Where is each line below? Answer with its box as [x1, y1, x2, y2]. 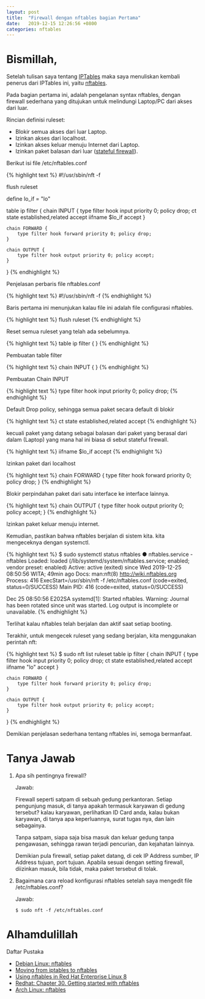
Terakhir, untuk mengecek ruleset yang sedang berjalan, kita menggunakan [6, 632, 197, 639]
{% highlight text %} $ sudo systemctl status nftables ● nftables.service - [6, 550, 193, 558]
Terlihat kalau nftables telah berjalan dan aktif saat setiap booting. [6, 620, 173, 628]
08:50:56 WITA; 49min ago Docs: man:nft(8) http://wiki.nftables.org [6, 570, 177, 577]
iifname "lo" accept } [6, 663, 59, 671]
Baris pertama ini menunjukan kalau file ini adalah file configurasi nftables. [6, 304, 194, 312]
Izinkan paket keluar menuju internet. [6, 520, 100, 528]
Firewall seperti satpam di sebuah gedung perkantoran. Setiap [15, 796, 173, 803]
